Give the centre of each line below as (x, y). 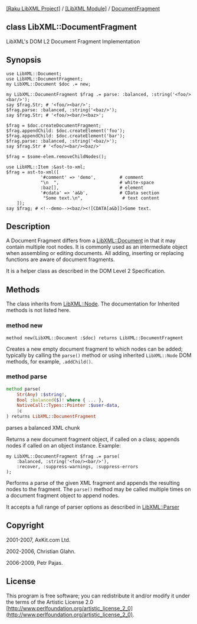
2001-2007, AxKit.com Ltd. (38, 540)
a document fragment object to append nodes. (63, 496)
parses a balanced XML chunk (43, 428)
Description (28, 226)
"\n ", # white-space (97, 182)
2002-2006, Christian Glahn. (41, 551)
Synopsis (24, 60)
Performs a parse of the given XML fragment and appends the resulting (93, 483)
